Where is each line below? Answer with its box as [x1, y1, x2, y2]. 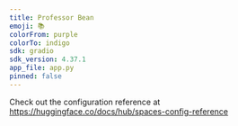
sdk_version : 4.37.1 [9, 55, 87, 64]
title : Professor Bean [9, 13, 94, 22]
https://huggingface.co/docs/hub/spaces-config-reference [9, 105, 229, 117]
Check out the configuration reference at [9, 96, 161, 107]
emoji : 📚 [9, 22, 45, 31]
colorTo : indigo [9, 38, 70, 48]
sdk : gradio [9, 47, 54, 56]
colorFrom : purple [9, 30, 78, 39]
